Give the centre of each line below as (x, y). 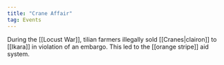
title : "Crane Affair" (40, 13)
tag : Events (24, 20)
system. (18, 54)
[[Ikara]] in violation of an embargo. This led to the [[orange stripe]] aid (108, 47)
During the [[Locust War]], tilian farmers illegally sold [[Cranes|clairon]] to (112, 39)
